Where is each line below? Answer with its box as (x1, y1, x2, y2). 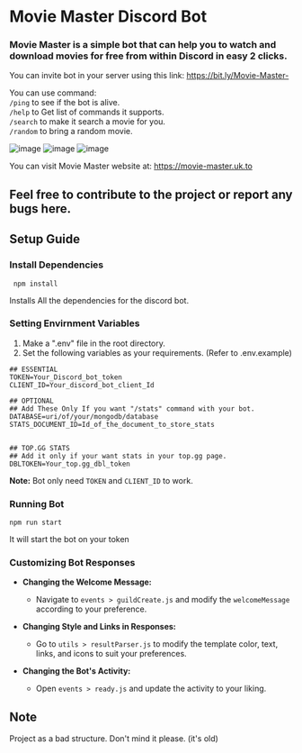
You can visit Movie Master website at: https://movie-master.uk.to (9, 160, 253, 172)
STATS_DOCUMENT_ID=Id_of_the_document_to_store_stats (9, 420, 216, 429)
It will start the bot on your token (9, 534, 130, 545)
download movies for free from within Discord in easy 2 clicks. (9, 50, 288, 62)
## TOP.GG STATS (9, 443, 70, 452)
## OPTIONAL (9, 396, 54, 405)
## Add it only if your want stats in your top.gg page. (9, 451, 227, 460)
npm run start (9, 518, 63, 528)
